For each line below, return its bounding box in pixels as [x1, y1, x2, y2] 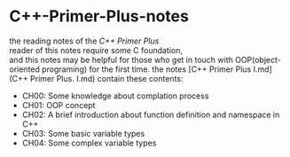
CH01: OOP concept [21, 99, 96, 110]
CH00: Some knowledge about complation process [21, 90, 209, 101]
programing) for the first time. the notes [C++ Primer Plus [41, 64, 252, 75]
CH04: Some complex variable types [21, 137, 157, 148]
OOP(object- [234, 54, 281, 65]
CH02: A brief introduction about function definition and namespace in [21, 109, 280, 120]
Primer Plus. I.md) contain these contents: [29, 73, 184, 83]
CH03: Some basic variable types [21, 128, 145, 138]
